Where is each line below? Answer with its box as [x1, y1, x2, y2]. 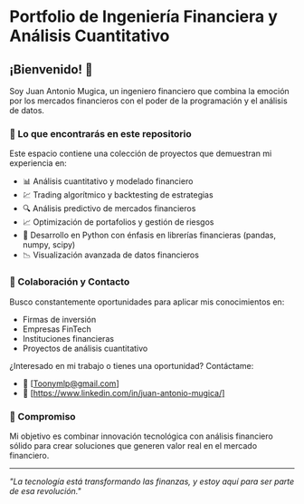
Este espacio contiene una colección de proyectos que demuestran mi [9, 148, 272, 160]
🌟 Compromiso [9, 410, 76, 422]
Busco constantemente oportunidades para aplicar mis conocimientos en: [9, 296, 285, 307]
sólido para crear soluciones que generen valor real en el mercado [9, 440, 258, 451]
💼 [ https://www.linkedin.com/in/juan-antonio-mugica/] [22, 387, 225, 398]
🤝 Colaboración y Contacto [9, 276, 130, 288]
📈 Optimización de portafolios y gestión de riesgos [22, 217, 214, 228]
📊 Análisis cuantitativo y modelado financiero [22, 176, 194, 187]
